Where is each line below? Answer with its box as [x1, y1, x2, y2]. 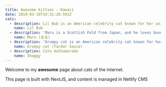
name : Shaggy [14, 53, 41, 58]
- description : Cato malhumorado [9, 48, 79, 53]
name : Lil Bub [14, 26, 43, 31]
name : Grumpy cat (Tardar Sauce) [14, 44, 83, 49]
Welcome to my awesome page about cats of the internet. [5, 67, 124, 73]
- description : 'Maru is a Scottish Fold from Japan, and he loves [9, 30, 152, 35]
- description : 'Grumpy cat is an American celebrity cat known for [9, 40, 154, 44]
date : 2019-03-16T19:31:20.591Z [5, 12, 72, 17]
